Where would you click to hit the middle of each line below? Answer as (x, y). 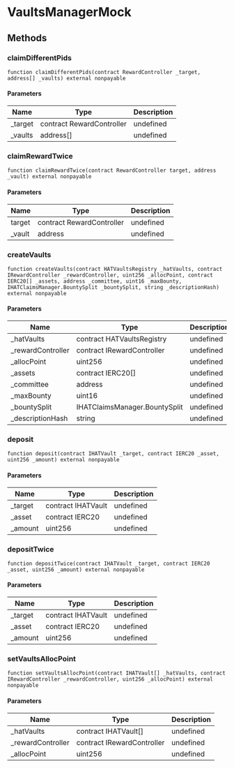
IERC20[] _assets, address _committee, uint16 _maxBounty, (95, 281)
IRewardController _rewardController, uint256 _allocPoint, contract (110, 275)
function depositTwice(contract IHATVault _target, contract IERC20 (109, 563)
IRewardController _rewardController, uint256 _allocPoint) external (110, 679)
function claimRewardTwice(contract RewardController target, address (112, 171)
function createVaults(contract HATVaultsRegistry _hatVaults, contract (115, 269)
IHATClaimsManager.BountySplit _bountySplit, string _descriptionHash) (113, 287)
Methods (27, 38)
